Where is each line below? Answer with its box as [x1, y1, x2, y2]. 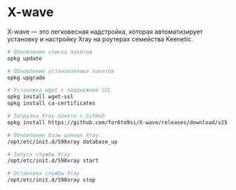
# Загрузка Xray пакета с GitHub [7, 113, 105, 120]
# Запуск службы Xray [7, 151, 71, 158]
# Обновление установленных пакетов [7, 67, 114, 74]
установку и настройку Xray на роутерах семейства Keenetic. [7, 34, 193, 43]
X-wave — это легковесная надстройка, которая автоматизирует [7, 27, 204, 36]
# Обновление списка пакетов [7, 48, 93, 55]
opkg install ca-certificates [7, 100, 96, 107]
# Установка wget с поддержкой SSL [7, 87, 112, 94]
